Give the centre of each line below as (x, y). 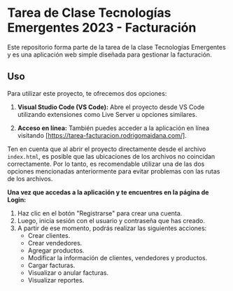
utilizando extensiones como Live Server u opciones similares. (107, 114)
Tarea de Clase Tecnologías (89, 13)
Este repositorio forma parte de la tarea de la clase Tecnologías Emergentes (116, 47)
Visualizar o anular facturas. (68, 272)
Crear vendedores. (55, 243)
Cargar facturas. (51, 265)
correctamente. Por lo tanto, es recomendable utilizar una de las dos (106, 164)
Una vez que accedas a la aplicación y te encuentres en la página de (108, 192)
